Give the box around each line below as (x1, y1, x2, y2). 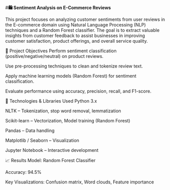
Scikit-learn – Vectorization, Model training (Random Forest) (5, 118, 130, 123)
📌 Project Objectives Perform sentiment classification (5, 48, 117, 54)
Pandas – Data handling (5, 128, 55, 134)
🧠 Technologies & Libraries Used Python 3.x (5, 98, 97, 104)
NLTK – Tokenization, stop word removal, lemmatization (5, 108, 121, 114)
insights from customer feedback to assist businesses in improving (5, 33, 146, 39)
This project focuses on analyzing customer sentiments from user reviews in (5, 16, 165, 22)
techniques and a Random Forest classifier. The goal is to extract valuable (5, 27, 160, 33)
